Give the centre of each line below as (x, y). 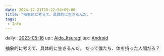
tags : (11, 19)
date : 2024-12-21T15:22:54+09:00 (40, 10)
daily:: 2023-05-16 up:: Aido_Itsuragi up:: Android (57, 38)
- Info (14, 24)
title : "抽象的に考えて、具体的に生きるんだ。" (49, 14)
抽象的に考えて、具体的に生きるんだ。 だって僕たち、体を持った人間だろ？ (83, 48)
